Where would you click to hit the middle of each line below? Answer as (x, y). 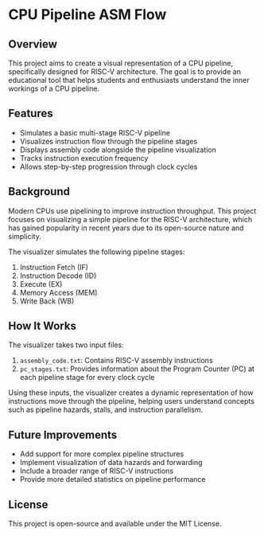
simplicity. (25, 236)
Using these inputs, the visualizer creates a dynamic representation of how (131, 393)
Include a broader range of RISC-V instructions (97, 471)
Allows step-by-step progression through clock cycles (109, 166)
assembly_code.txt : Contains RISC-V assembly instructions (116, 361)
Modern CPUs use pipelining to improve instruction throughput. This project (132, 211)
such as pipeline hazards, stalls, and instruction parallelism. (106, 410)
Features (31, 113)
